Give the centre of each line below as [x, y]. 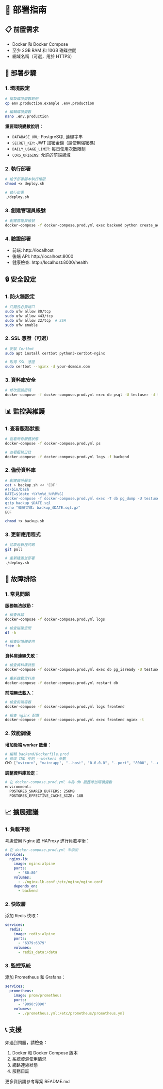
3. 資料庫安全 [20, 380]
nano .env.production [27, 117]
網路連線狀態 [25, 1065]
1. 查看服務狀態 [23, 428]
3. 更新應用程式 [23, 535]
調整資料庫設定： [22, 773]
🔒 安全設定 [21, 279]
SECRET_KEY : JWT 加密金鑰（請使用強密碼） [55, 143]
